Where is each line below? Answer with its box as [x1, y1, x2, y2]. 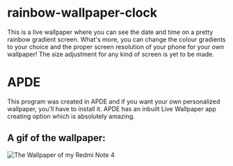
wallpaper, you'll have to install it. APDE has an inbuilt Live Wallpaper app [7, 104, 217, 113]
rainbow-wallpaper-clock [7, 5, 158, 21]
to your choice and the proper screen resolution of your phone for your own [7, 42, 225, 51]
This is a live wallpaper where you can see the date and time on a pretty [7, 28, 214, 36]
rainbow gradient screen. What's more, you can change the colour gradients [7, 35, 226, 43]
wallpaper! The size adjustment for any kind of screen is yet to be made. [7, 50, 214, 58]
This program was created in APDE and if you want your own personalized [7, 97, 220, 106]
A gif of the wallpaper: [7, 132, 106, 144]
